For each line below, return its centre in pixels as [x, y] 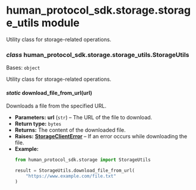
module [61, 23]
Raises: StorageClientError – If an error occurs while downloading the [101, 137]
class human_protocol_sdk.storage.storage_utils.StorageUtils [98, 55]
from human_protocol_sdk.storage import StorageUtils [83, 160]
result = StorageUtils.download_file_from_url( [75, 171]
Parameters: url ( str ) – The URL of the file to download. [83, 118]
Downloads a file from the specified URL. [56, 106]
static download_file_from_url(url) [49, 93]
